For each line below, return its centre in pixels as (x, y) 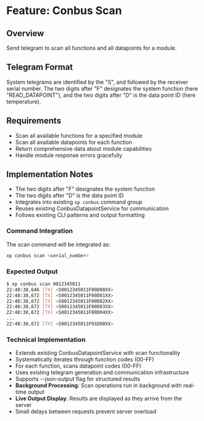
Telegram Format (40, 67)
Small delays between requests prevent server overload (86, 412)
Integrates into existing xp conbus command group (79, 202)
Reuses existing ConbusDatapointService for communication (92, 208)
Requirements (34, 121)
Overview (25, 33)
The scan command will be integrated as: (59, 244)
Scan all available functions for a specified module (79, 135)
